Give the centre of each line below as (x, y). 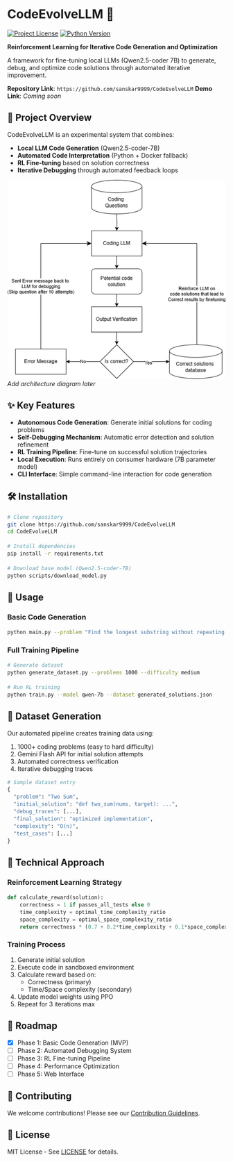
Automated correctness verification (68, 761)
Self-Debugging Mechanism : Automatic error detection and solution (115, 437)
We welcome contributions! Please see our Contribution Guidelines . (104, 1113)
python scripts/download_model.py (57, 576)
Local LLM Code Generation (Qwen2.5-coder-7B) (88, 148)
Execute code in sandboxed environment (76, 967)
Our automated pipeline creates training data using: (80, 733)
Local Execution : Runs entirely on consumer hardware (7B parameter (116, 459)
